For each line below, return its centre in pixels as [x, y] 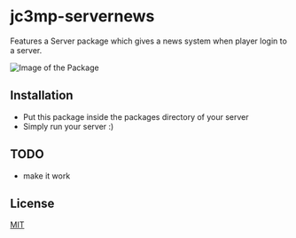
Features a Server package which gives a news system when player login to [148, 41]
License [32, 203]
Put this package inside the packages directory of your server [136, 116]
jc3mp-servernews [82, 16]
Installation [42, 95]
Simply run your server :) [68, 126]
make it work [47, 176]
